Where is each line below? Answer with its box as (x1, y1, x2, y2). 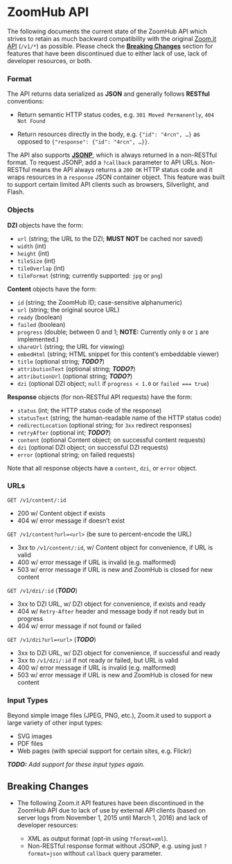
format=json (27, 850, 62, 857)
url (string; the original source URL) (17, 305, 120, 314)
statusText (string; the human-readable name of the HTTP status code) (17, 414, 222, 422)
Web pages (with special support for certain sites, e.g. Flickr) (17, 747, 192, 755)
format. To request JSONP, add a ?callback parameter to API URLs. (7, 158, 199, 167)
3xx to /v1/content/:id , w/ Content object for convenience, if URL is (17, 543, 213, 552)
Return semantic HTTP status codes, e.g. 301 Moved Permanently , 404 (17, 110, 215, 119)
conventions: (7, 97, 44, 105)
